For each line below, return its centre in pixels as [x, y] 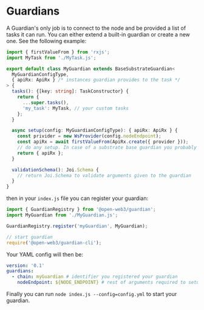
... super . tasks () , [46, 102]
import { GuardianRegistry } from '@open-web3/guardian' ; [81, 210]
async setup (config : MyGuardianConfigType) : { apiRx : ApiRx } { [95, 131]
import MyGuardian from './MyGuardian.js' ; [62, 215]
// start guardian [29, 237]
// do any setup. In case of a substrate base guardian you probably [107, 148]
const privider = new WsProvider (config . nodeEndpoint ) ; [90, 136]
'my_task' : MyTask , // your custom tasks [76, 108]
